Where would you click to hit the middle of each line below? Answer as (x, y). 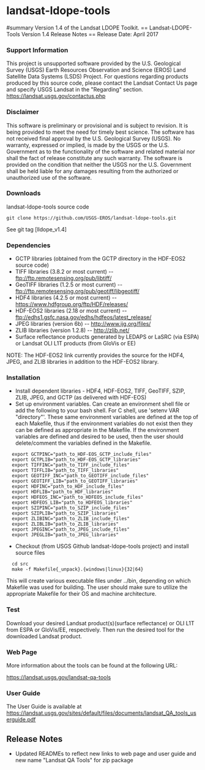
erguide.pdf (21, 720)
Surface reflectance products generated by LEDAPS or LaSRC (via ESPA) (107, 337)
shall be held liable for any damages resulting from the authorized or (92, 171)
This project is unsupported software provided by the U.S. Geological (94, 64)
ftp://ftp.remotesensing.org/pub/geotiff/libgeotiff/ (77, 291)
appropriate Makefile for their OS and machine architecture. (81, 594)
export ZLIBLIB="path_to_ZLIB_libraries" (65, 524)
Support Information (37, 50)
